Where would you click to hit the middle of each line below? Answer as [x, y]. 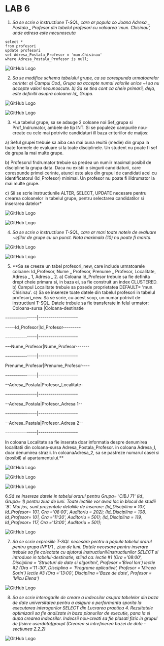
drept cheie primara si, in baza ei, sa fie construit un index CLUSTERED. [85, 282]
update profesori [23, 50]
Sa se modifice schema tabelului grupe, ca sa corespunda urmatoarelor [85, 78]
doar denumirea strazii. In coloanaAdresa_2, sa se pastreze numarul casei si [82, 452]
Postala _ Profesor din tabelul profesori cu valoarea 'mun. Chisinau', [82, 27]
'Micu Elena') [26, 578]
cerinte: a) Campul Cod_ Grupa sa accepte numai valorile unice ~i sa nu [86, 83]
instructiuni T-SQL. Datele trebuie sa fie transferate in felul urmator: [81, 303]
